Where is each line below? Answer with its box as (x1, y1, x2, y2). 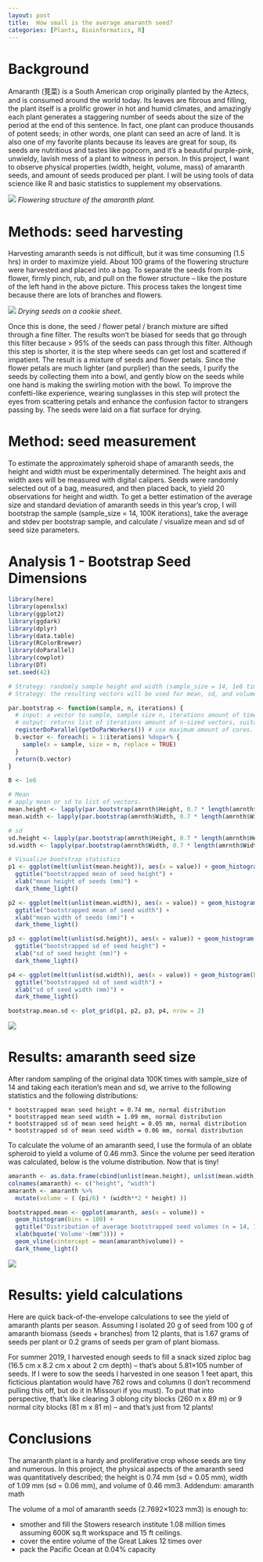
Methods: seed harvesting (8, 223, 184, 240)
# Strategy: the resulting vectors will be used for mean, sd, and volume (8, 690, 258, 698)
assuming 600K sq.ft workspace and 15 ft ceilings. (19, 1527, 182, 1537)
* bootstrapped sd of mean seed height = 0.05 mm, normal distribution (8, 1120, 247, 1128)
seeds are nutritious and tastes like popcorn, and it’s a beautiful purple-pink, (8, 146, 254, 155)
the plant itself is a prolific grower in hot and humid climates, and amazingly (8, 104, 252, 114)
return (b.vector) (15, 755, 72, 763)
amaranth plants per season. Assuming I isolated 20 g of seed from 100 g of (8, 1320, 253, 1330)
